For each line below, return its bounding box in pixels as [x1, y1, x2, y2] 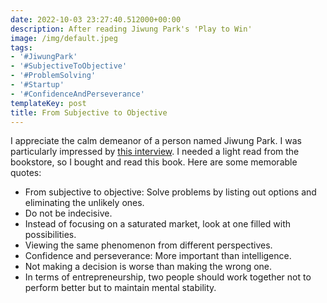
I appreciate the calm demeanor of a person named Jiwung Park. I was [10, 135, 302, 147]
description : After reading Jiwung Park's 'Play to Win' [10, 24, 253, 34]
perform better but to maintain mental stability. [24, 282, 217, 294]
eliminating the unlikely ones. [24, 197, 145, 209]
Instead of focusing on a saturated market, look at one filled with [24, 218, 291, 230]
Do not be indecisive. [24, 207, 113, 220]
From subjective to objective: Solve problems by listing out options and [24, 186, 317, 198]
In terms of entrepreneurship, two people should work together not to [24, 271, 312, 283]
